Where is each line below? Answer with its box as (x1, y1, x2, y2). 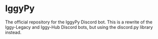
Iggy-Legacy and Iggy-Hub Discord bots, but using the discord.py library (5, 24, 153, 30)
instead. (5, 29, 22, 35)
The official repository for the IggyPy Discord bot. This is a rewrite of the (5, 19, 153, 25)
